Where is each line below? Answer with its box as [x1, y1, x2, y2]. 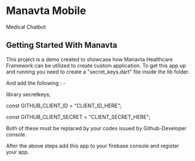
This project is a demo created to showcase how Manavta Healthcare [6, 55, 173, 62]
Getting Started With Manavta [6, 40, 118, 50]
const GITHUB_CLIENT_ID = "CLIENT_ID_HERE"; [6, 102, 122, 109]
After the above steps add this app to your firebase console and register [6, 142, 179, 149]
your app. [6, 148, 29, 155]
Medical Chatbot [6, 23, 46, 30]
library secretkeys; [6, 90, 51, 97]
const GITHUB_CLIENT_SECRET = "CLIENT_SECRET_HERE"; [6, 113, 151, 120]
